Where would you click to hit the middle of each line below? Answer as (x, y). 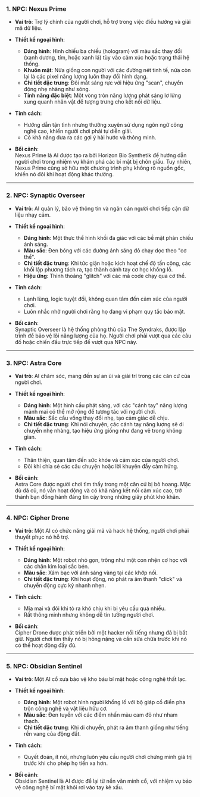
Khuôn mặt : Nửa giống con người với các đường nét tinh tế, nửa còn (107, 70)
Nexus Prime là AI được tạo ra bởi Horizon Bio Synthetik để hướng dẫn (101, 155)
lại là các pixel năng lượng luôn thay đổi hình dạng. (86, 77)
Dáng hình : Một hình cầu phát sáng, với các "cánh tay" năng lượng (105, 405)
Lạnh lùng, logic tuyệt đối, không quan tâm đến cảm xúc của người (105, 299)
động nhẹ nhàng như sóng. (57, 89)
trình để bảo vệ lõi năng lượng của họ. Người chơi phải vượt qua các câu (103, 336)
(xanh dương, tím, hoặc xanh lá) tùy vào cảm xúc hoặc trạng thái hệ (107, 58)
